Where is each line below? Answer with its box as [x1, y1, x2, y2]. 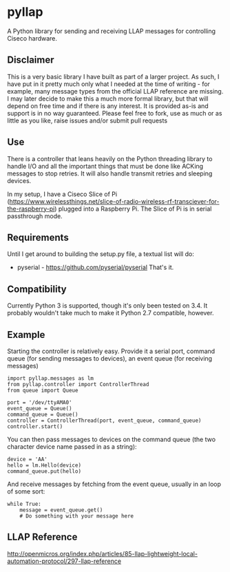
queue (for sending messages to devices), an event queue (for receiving [7, 354, 212, 362]
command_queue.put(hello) [7, 468, 81, 475]
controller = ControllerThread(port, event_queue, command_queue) [7, 417, 202, 424]
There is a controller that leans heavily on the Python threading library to [7, 154, 213, 162]
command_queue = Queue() [7, 411, 79, 418]
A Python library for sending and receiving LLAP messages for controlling [7, 27, 216, 35]
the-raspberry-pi [7, 204, 55, 213]
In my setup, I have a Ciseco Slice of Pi [7, 190, 118, 198]
